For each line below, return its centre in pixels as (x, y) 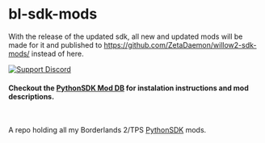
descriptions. (32, 96)
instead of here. (57, 53)
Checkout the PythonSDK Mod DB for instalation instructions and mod (128, 88)
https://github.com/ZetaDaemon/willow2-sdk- (180, 44)
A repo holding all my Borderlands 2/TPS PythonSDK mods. (107, 130)
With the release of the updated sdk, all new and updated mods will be (126, 36)
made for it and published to (55, 44)
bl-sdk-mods (53, 14)
